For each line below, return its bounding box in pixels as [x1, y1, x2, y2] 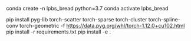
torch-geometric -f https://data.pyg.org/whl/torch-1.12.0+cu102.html [19, 23, 185, 29]
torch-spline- [148, 16, 181, 23]
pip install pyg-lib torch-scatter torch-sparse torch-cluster [6, 16, 147, 23]
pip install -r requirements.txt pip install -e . [6, 28, 111, 35]
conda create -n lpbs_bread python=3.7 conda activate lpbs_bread [6, 5, 169, 12]
